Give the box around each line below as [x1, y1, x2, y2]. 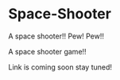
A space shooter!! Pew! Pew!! [8, 31, 105, 41]
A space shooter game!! [8, 46, 87, 56]
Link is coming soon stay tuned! [8, 62, 113, 72]
